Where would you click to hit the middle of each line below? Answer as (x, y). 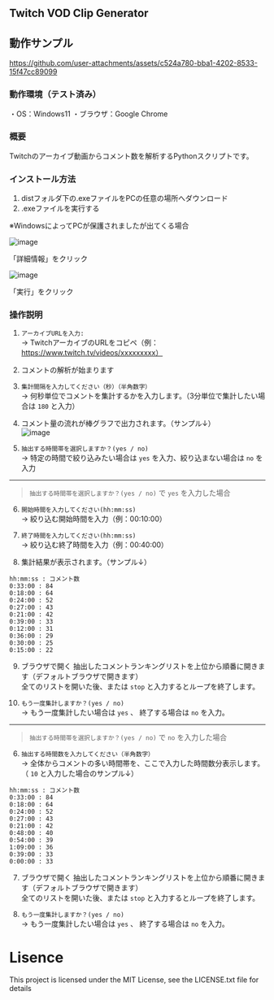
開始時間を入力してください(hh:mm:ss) (78, 510)
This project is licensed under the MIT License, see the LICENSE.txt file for (134, 980)
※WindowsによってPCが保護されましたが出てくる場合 (99, 226)
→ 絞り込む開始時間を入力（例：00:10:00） (94, 519)
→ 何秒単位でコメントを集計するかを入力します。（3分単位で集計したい (139, 396)
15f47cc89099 (33, 72)
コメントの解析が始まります (67, 370)
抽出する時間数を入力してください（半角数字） (87, 754)
